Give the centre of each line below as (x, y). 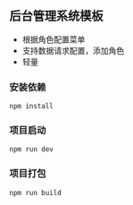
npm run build (36, 192)
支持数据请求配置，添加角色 (73, 50)
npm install (31, 107)
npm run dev (31, 149)
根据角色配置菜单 (54, 39)
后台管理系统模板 (56, 16)
